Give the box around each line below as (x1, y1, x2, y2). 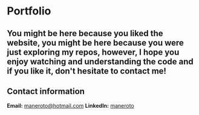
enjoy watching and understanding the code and (7, 56, 194, 67)
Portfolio (7, 4, 51, 18)
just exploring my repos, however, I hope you (7, 47, 180, 57)
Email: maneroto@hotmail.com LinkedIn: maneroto (7, 102, 135, 110)
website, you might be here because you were (7, 37, 184, 48)
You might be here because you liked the (7, 28, 163, 39)
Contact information (7, 86, 85, 96)
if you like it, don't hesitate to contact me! (7, 66, 167, 76)
